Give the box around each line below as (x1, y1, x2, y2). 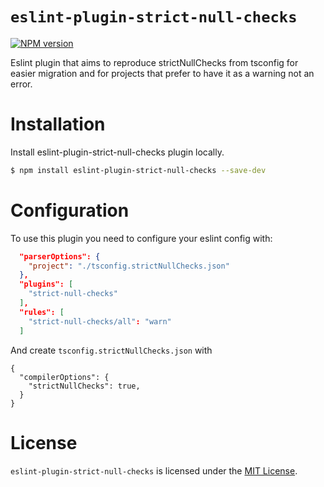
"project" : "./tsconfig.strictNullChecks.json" (28, 261, 230, 271)
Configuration (10, 199, 130, 222)
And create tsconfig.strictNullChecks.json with (10, 344, 213, 356)
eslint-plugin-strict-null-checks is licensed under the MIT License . (10, 464, 298, 477)
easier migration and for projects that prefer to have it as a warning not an (10, 67, 315, 79)
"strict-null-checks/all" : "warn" (28, 316, 172, 327)
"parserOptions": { (19, 251, 101, 262)
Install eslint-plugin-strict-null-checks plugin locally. (10, 146, 225, 158)
